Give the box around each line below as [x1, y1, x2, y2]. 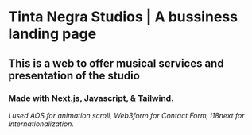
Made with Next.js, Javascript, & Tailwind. [8, 92, 174, 103]
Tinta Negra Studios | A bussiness [8, 8, 238, 26]
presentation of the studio [8, 68, 141, 83]
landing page [8, 25, 97, 43]
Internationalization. [8, 119, 74, 129]
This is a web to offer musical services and [8, 56, 224, 70]
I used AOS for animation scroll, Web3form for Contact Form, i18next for [8, 110, 245, 120]
